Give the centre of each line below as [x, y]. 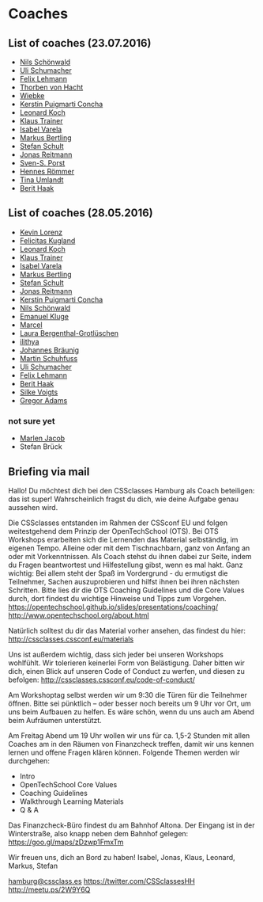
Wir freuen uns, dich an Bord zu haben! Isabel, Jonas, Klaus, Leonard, [122, 857]
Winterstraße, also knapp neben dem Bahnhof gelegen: [98, 833]
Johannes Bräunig [49, 350]
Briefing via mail [49, 472]
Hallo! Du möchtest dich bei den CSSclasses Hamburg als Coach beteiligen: [131, 490]
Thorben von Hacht [51, 87]
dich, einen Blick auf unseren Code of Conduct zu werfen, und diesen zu [126, 671]
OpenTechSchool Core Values [68, 784]
